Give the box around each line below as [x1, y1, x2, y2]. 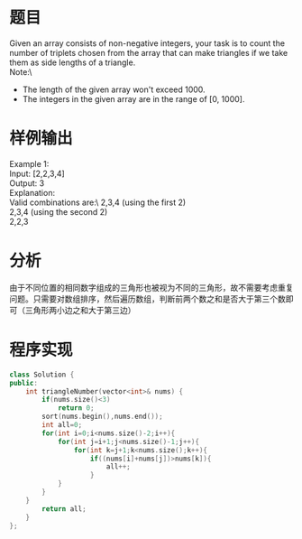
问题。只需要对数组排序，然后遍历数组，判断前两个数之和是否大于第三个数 [9, 293, 286, 304]
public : [9, 378, 39, 387]
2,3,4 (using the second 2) [9, 206, 108, 217]
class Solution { [9, 370, 75, 379]
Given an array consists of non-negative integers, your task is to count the [9, 37, 286, 49]
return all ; [41, 504, 87, 514]
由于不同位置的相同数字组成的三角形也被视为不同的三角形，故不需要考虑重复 [9, 282, 294, 293]
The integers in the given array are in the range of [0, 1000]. [22, 93, 245, 104]
